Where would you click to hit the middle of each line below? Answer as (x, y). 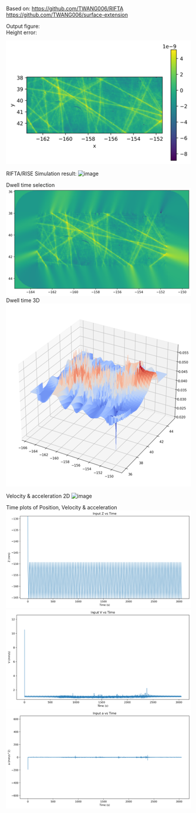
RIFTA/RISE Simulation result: (41, 173)
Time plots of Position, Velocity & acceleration (62, 508)
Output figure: (23, 26)
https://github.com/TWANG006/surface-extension (67, 15)
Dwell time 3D (23, 301)
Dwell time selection (31, 185)
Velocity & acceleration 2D (38, 496)
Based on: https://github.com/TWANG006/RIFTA (65, 9)
